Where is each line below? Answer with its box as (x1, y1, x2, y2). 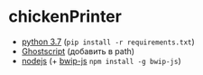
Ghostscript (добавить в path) (21, 45, 135, 56)
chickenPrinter (8, 6, 123, 27)
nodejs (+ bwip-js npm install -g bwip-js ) (21, 55, 181, 66)
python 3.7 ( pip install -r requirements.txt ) (21, 36, 195, 47)
